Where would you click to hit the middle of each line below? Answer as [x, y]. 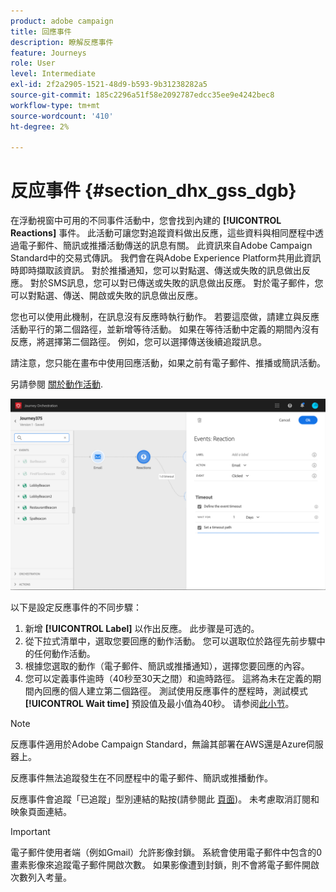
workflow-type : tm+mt [55, 105]
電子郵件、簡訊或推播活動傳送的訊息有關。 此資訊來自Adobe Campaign [165, 246]
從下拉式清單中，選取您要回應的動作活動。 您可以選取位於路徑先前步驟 [170, 641]
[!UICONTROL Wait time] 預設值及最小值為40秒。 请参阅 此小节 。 [159, 704]
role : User [33, 63]
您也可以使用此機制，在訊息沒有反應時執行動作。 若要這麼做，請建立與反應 [165, 317]
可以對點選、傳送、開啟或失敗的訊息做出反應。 [106, 296]
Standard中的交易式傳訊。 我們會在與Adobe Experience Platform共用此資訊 [166, 258]
